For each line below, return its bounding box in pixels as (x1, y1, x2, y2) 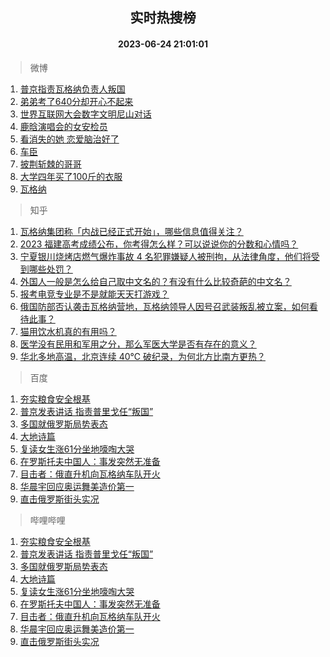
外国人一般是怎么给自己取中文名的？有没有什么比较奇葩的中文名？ (19, 275, 292, 287)
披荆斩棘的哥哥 (19, 158, 82, 170)
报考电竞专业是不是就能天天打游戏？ (19, 288, 170, 300)
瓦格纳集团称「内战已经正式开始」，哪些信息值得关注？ (19, 225, 244, 237)
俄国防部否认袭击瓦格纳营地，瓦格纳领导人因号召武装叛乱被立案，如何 (19, 300, 310, 312)
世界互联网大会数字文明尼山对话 (19, 108, 152, 120)
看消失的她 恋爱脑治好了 (19, 133, 120, 145)
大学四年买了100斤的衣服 (19, 170, 123, 182)
